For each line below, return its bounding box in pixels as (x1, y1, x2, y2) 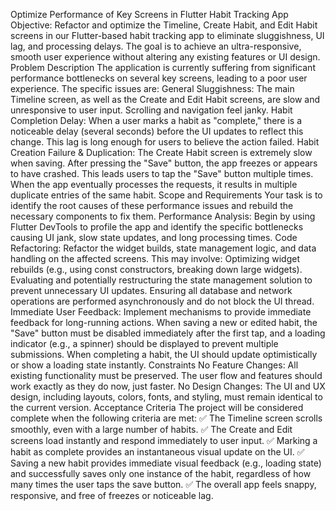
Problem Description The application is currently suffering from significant (10, 62, 316, 73)
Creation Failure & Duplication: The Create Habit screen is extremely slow (10, 147, 313, 158)
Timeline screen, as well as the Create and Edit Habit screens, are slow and (10, 94, 321, 105)
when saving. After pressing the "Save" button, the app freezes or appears (10, 157, 318, 169)
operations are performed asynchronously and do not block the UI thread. (10, 295, 315, 307)
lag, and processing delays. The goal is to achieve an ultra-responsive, (10, 40, 302, 52)
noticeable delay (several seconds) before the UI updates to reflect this (10, 125, 304, 137)
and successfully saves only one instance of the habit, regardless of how (10, 468, 312, 479)
